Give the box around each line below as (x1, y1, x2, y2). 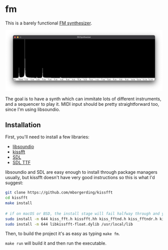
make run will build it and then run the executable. (5, 241, 106, 247)
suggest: (5, 180, 23, 186)
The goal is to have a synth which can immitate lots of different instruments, (5, 96, 161, 102)
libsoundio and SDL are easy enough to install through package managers (5, 169, 157, 175)
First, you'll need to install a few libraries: (5, 134, 89, 140)
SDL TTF (12, 160, 31, 166)
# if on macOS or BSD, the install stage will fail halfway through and (5, 211, 160, 216)
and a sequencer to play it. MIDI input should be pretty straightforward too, (5, 101, 159, 107)
